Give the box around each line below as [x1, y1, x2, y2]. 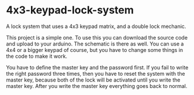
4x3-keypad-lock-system [6, 3, 134, 17]
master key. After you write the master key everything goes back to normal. [6, 82, 188, 89]
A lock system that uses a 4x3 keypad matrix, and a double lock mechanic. [6, 23, 186, 30]
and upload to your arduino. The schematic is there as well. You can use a [6, 40, 184, 47]
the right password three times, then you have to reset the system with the [6, 70, 185, 77]
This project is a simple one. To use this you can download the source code [6, 34, 188, 41]
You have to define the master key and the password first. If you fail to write [6, 64, 189, 71]
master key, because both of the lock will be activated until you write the [6, 76, 181, 83]
